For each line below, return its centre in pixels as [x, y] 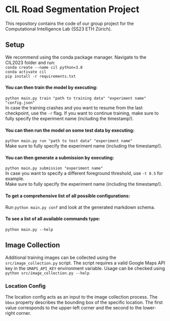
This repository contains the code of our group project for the [70, 23]
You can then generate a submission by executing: [60, 157]
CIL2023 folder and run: [30, 63]
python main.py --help [29, 229]
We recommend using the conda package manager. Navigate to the [76, 57]
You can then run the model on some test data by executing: [70, 130]
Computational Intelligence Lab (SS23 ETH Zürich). [59, 28]
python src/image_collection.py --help [47, 273]
